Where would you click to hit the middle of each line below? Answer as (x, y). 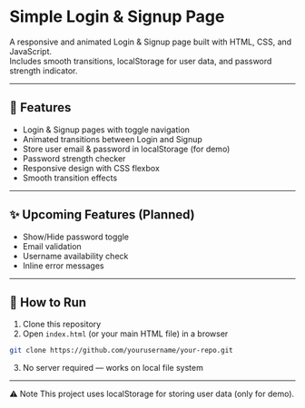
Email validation (52, 246)
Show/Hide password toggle (76, 237)
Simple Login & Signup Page (117, 17)
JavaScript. (31, 51)
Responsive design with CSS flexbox (91, 168)
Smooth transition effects (70, 178)
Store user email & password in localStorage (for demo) (126, 149)
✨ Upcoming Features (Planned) (102, 215)
